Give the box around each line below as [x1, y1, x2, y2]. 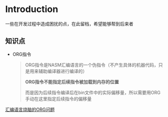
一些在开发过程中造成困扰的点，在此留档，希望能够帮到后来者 [5, 21, 134, 27]
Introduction [5, 4, 59, 15]
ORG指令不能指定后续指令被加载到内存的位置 [25, 79, 120, 85]
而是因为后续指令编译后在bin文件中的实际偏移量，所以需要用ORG [25, 89, 160, 95]
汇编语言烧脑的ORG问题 [5, 106, 55, 112]
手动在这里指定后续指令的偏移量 [25, 95, 92, 101]
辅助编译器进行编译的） [38, 68, 87, 74]
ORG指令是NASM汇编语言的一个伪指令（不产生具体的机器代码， [25, 62, 159, 68]
